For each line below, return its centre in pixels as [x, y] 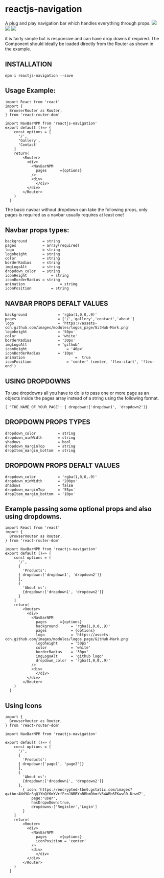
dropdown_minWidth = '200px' [41, 481]
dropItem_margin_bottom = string [40, 451]
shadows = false [39, 485]
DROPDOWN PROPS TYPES [48, 422]
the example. [18, 49]
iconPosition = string [37, 288]
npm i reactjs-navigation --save [39, 75]
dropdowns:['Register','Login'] [64, 807]
